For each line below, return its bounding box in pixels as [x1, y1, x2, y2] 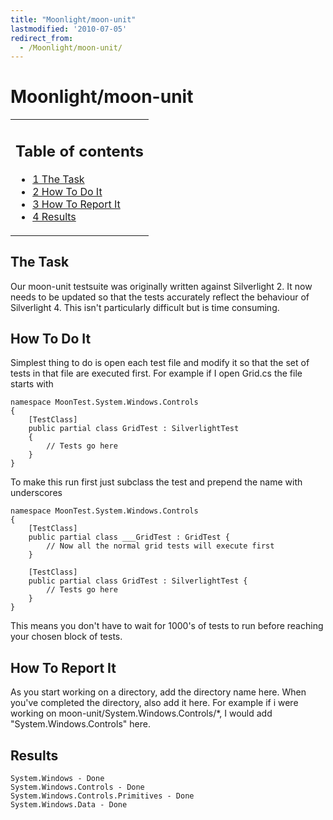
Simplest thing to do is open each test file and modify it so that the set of [10, 357, 310, 369]
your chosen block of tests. [10, 631, 123, 643]
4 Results [32, 209, 77, 223]
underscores [10, 487, 63, 499]
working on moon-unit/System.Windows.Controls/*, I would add [10, 707, 273, 720]
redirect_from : [10, 33, 74, 43]
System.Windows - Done [10, 773, 105, 783]
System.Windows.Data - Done [10, 799, 128, 810]
